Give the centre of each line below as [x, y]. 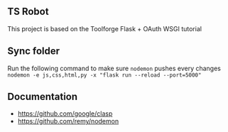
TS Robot [28, 12]
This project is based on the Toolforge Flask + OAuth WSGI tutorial [105, 28]
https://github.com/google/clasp [65, 114]
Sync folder [34, 51]
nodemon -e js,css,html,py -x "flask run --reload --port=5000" [104, 75]
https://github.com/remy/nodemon [68, 121]
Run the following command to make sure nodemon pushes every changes [114, 68]
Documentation [43, 97]
